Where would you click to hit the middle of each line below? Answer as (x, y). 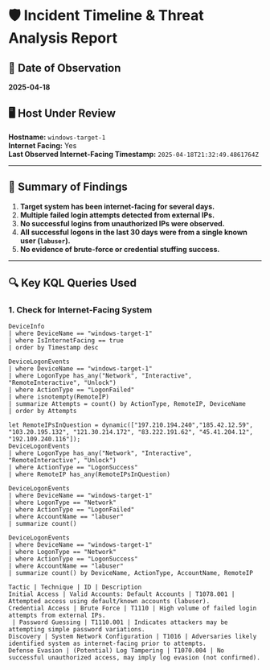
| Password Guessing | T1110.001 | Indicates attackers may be (120, 622)
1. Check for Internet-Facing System (80, 309)
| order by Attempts (43, 412)
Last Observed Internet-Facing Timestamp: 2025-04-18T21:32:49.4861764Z (134, 154)
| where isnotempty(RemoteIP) (59, 397)
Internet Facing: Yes (43, 145)
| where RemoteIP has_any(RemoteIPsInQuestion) (90, 475)
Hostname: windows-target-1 (57, 137)
